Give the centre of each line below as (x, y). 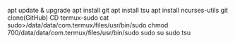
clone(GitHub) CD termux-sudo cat (58, 18)
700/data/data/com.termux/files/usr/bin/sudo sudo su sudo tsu (99, 32)
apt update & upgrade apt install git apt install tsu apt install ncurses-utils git (117, 10)
